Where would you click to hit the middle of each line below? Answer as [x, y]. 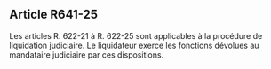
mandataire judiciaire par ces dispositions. [87, 54]
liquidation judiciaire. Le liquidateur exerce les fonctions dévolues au [134, 45]
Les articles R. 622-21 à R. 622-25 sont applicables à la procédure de [136, 35]
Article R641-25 [54, 15]
